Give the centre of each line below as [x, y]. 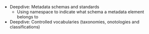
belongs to [28, 17]
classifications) [25, 27]
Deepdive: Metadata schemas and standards [54, 7]
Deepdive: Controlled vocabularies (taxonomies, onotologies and [74, 22]
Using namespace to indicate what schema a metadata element [80, 12]
